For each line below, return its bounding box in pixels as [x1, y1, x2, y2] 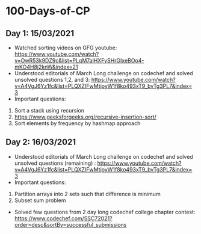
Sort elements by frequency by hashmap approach [14, 120, 141, 127]
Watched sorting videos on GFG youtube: [14, 44, 117, 51]
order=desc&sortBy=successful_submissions [14, 221, 127, 228]
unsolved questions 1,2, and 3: [14, 76, 90, 83]
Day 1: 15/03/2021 [5, 28, 75, 38]
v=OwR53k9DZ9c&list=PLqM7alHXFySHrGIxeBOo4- [14, 57, 144, 64]
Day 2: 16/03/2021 [5, 137, 76, 147]
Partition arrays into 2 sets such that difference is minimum [14, 190, 161, 197]
